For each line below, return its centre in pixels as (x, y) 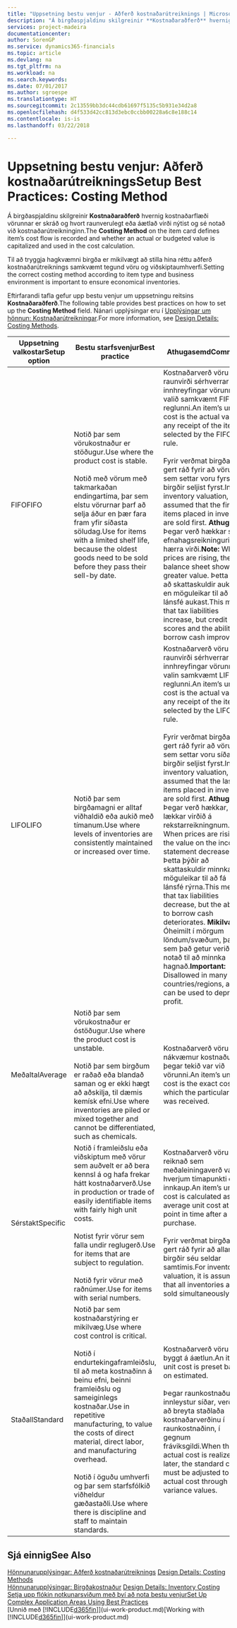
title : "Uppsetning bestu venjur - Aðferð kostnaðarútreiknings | (107, 14)
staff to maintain (101, 1521)
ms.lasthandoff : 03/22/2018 (49, 125)
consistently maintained (113, 843)
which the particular (196, 1092)
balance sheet (187, 567)
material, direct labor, (109, 1442)
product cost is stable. (111, 461)
